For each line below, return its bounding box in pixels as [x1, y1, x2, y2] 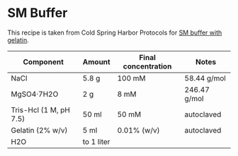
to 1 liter [82, 136, 110, 146]
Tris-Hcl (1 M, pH [11, 104, 71, 114]
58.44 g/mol [184, 73, 227, 83]
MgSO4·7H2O [11, 89, 59, 99]
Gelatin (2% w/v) [11, 125, 68, 135]
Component [23, 56, 64, 66]
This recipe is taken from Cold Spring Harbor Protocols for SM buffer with [7, 28, 222, 37]
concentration [123, 61, 172, 71]
